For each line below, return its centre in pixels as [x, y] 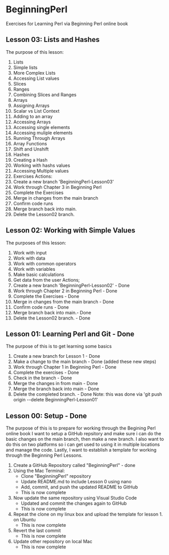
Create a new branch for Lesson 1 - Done [57, 356]
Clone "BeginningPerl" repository [56, 476]
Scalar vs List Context [36, 111]
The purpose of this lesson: [35, 52]
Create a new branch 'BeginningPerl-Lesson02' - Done [71, 285]
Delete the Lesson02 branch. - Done [52, 318]
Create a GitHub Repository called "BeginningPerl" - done [74, 465]
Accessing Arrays [32, 122]
